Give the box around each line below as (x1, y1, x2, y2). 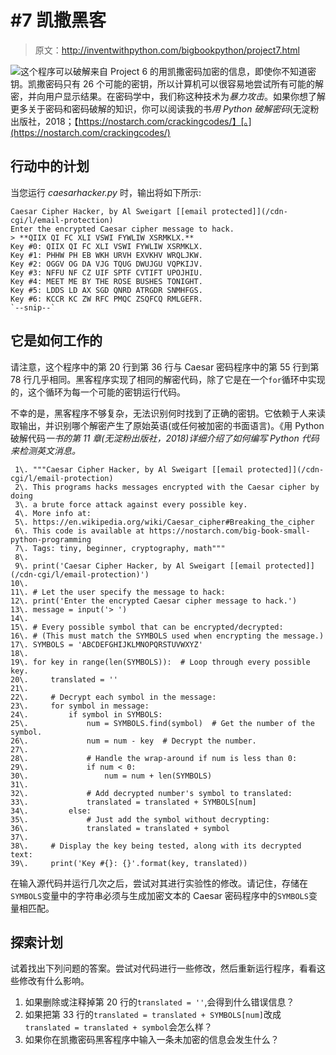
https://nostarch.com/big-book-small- (148, 526, 311, 536)
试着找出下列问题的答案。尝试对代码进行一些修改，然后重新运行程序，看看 (10, 962, 317, 975)
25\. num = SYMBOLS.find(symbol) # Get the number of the (10, 718, 315, 728)
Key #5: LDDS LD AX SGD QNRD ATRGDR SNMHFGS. (10, 285, 203, 295)
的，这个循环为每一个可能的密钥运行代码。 (10, 386, 186, 398)
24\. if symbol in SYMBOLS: (10, 709, 163, 720)
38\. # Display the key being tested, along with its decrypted (10, 841, 302, 851)
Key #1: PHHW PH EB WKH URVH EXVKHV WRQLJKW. (10, 250, 203, 260)
